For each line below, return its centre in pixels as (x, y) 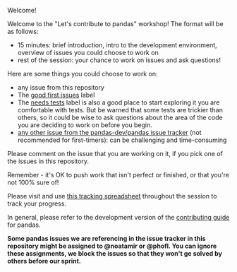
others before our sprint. (44, 261)
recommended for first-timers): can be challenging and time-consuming (122, 140)
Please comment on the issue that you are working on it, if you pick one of (115, 154)
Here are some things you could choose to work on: (83, 74)
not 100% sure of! (33, 182)
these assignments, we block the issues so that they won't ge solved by (115, 253)
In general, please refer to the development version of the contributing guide (119, 217)
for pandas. (24, 225)
